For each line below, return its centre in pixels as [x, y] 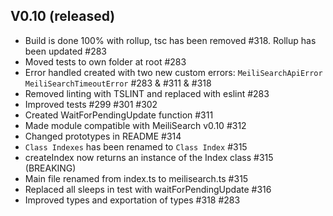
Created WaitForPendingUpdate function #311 [119, 115]
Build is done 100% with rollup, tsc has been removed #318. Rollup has [170, 40]
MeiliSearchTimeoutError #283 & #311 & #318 [118, 83]
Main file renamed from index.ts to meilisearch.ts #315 [136, 178]
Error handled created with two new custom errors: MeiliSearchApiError [173, 72]
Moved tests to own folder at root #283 [105, 61]
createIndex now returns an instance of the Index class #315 [149, 157]
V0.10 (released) [63, 16]
